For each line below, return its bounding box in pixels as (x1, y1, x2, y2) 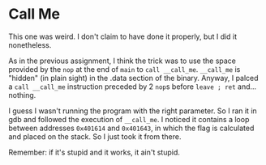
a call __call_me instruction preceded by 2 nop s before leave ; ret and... (8, 82, 257, 91)
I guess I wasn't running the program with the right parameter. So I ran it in (8, 106, 257, 116)
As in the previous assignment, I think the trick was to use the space (8, 56, 237, 66)
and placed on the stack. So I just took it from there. (8, 131, 182, 142)
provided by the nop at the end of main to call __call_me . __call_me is (8, 64, 241, 74)
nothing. (8, 90, 36, 99)
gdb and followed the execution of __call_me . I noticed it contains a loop (8, 114, 250, 124)
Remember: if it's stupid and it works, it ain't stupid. (8, 147, 181, 157)
